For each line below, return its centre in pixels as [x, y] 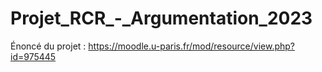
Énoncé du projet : [48, 46]
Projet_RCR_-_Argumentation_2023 [161, 18]
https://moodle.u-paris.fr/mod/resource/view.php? [191, 46]
